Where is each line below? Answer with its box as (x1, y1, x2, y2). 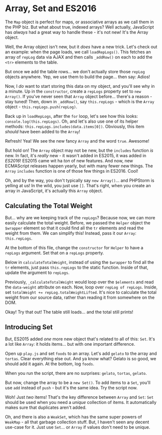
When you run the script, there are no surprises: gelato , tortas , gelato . (5, 370, 147, 376)
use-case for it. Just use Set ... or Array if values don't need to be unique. (5, 424, 150, 430)
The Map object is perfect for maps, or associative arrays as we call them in (5, 19, 154, 25)
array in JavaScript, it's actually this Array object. (5, 188, 103, 193)
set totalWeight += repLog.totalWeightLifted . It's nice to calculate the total (5, 289, 157, 295)
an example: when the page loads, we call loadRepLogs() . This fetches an (5, 49, 151, 55)
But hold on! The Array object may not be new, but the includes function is (5, 147, 154, 153)
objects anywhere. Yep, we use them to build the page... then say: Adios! (5, 74, 150, 80)
